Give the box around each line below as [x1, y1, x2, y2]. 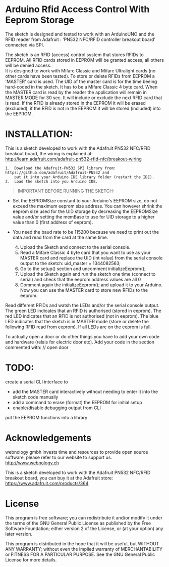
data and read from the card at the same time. [12, 234, 108, 240]
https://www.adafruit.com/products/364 [5, 480, 89, 486]
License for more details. [5, 556, 57, 562]
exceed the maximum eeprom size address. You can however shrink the [12, 203, 162, 209]
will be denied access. [5, 62, 52, 68]
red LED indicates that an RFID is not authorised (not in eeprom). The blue [5, 313, 159, 319]
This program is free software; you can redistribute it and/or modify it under [5, 514, 163, 520]
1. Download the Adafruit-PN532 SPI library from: [5, 165, 116, 170]
